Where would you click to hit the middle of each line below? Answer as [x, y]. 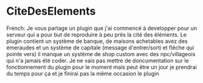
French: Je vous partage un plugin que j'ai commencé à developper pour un [101, 28]
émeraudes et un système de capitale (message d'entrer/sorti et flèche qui [100, 48]
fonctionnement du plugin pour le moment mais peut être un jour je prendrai [101, 67]
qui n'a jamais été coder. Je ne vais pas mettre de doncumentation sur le [98, 60]
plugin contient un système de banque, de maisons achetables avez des [97, 41]
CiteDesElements [51, 11]
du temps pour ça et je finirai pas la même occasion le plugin [83, 73]
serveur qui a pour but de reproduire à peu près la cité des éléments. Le [97, 34]
